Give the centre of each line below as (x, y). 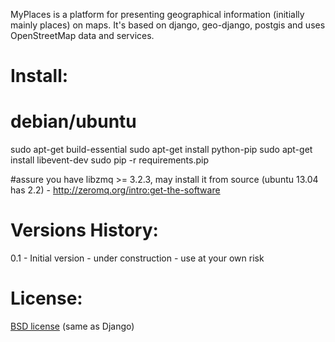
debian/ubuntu (73, 121)
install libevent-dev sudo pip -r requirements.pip (109, 160)
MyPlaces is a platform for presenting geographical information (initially (157, 14)
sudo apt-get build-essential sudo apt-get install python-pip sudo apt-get (161, 150)
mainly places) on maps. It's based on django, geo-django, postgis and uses (168, 25)
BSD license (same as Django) (72, 326)
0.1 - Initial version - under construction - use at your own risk (137, 258)
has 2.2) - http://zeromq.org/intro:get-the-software (115, 190)
